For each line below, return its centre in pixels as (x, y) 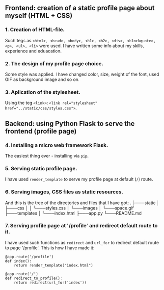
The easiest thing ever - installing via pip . (47, 156)
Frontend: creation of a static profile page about (80, 8)
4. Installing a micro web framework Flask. (57, 145)
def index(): (18, 261)
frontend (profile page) (41, 131)
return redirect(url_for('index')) (50, 282)
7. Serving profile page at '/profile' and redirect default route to (82, 226)
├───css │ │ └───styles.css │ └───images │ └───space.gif (69, 208)
